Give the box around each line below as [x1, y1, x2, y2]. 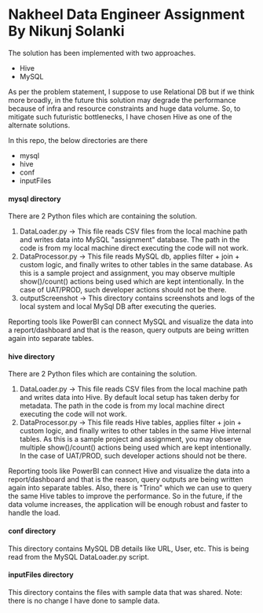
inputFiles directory [8, 570, 74, 579]
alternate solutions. [8, 120, 71, 130]
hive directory [8, 351, 55, 361]
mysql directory [8, 194, 61, 204]
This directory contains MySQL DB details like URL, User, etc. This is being [8, 544, 250, 553]
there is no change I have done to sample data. [8, 596, 160, 605]
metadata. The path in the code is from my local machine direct [19, 401, 225, 410]
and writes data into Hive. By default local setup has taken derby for [19, 393, 239, 402]
